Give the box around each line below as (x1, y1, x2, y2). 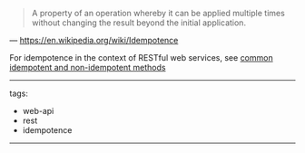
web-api (22, 106, 54, 116)
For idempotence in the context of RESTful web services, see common (9, 53, 274, 62)
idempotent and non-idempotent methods (9, 62, 166, 72)
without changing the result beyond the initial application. (31, 17, 247, 28)
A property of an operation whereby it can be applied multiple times (31, 8, 286, 18)
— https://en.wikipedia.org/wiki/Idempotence (9, 35, 179, 45)
